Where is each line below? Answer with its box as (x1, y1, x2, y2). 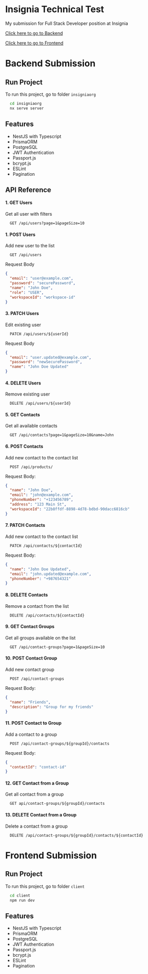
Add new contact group (5, 666, 55, 672)
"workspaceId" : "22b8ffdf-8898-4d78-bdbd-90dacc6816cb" (10, 507, 130, 512)
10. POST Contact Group (5, 655, 57, 661)
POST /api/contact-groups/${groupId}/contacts (10, 741, 110, 746)
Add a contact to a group (5, 731, 57, 737)
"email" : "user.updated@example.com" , (10, 355, 92, 360)
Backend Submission (5, 58, 96, 69)
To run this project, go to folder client (5, 883, 85, 889)
